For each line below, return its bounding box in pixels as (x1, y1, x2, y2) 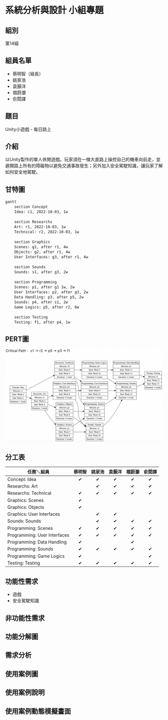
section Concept (14, 204, 48, 210)
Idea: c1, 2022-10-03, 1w (14, 209, 68, 215)
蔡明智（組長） (12, 71, 43, 77)
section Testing (14, 315, 48, 320)
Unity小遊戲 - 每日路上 (5, 126, 51, 132)
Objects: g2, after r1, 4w (14, 249, 70, 255)
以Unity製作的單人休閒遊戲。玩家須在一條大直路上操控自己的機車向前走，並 (5, 157, 161, 163)
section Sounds (14, 264, 46, 270)
